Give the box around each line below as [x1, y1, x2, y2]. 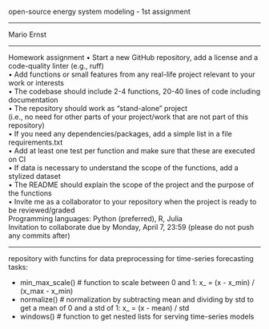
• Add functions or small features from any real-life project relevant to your [8, 69, 255, 79]
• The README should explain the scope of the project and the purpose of [8, 180, 255, 189]
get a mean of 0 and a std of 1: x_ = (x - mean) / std [19, 303, 190, 312]
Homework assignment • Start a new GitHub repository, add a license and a [8, 53, 259, 62]
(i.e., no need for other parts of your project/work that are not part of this [8, 112, 249, 121]
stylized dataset [8, 172, 62, 180]
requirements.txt [8, 137, 63, 147]
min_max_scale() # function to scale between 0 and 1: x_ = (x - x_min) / [19, 278, 255, 287]
